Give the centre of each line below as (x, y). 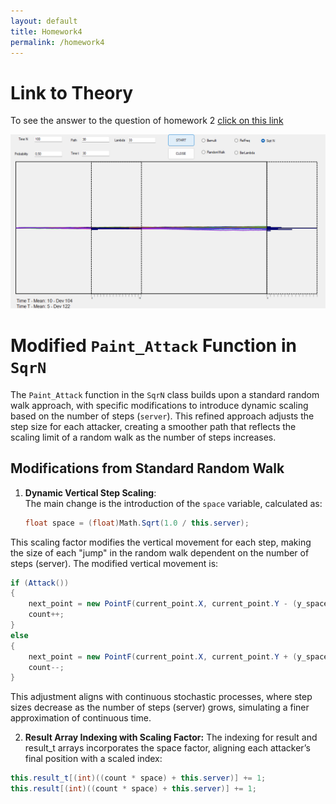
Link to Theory (72, 92)
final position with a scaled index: (93, 759)
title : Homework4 (46, 31)
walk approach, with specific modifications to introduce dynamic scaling (159, 405)
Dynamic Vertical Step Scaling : (90, 492)
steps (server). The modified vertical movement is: (114, 563)
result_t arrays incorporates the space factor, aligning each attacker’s (167, 748)
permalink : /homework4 (57, 42)
